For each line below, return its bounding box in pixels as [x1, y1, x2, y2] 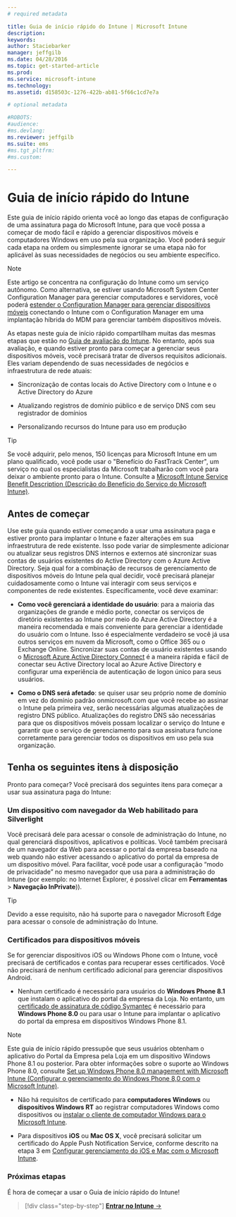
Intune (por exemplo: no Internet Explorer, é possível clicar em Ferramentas [7, 875, 228, 883]
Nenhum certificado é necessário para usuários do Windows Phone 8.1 [17, 987, 225, 996]
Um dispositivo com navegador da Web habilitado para [7, 805, 199, 815]
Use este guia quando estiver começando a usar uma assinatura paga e [7, 527, 216, 534]
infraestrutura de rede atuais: [7, 367, 92, 375]
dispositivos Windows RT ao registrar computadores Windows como [17, 1103, 220, 1111]
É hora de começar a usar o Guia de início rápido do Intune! [7, 1187, 180, 1196]
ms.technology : [7, 82, 52, 89]
